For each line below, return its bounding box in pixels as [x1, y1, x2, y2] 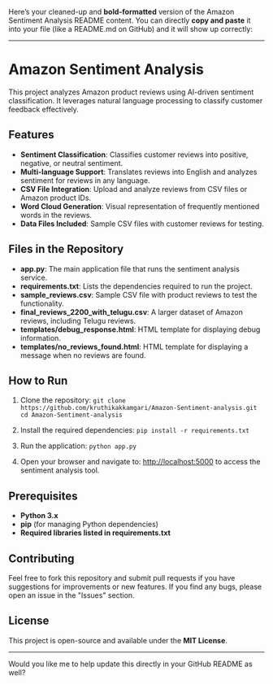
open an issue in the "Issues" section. [8, 590, 136, 600]
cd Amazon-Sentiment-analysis [19, 411, 123, 420]
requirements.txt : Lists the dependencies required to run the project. [19, 281, 253, 291]
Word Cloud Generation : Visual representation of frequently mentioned [19, 201, 260, 211]
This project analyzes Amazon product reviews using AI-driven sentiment [8, 87, 254, 97]
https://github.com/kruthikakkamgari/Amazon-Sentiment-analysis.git [19, 404, 258, 412]
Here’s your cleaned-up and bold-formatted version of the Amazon [8, 7, 235, 16]
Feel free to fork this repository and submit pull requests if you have [8, 573, 236, 582]
